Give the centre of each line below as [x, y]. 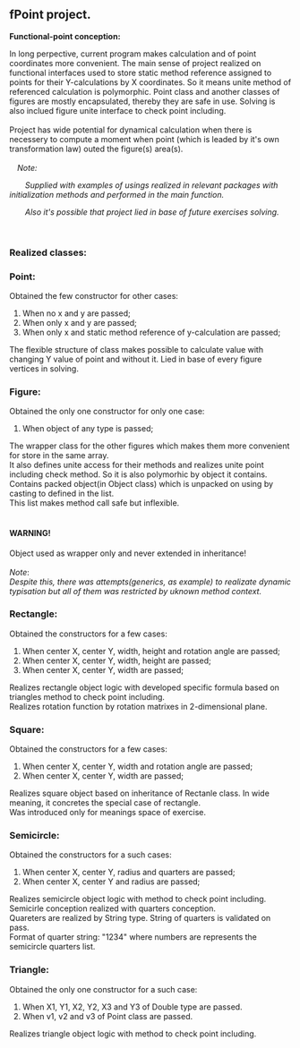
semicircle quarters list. [52, 947]
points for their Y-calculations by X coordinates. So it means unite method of [150, 82]
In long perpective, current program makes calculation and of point [133, 54]
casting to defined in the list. [62, 494]
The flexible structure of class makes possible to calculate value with [137, 350]
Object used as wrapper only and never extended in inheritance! [128, 553]
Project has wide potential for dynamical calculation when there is [131, 130]
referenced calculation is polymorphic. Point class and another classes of [145, 91]
